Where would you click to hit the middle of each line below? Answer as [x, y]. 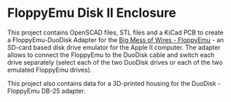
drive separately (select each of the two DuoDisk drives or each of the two [115, 62]
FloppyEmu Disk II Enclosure [92, 13]
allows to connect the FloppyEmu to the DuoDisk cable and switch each [111, 55]
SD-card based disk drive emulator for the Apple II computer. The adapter [114, 47]
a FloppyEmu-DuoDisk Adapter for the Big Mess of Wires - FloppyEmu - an [116, 39]
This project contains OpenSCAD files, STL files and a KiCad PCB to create [115, 32]
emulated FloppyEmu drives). [50, 70]
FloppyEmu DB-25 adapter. [46, 91]
